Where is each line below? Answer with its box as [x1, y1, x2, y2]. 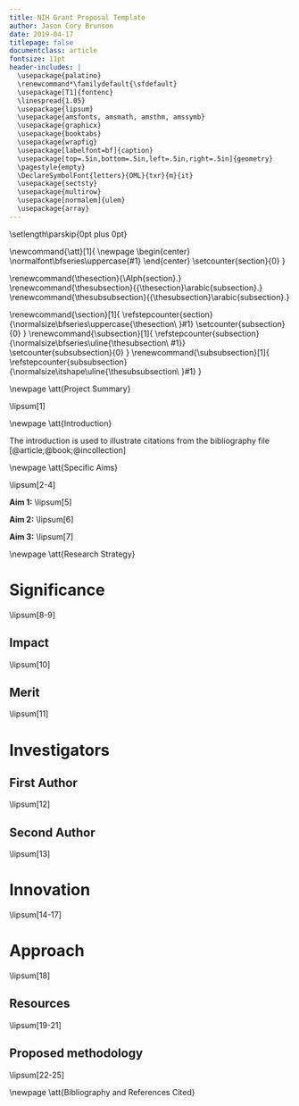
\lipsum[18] [9, 970, 51, 981]
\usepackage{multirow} [17, 188, 102, 197]
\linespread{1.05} [17, 96, 87, 105]
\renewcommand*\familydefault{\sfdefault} [17, 80, 178, 88]
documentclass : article [9, 46, 98, 55]
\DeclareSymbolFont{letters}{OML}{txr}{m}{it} [17, 171, 194, 180]
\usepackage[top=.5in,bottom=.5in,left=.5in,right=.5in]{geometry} [17, 154, 274, 163]
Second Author [9, 825, 96, 840]
